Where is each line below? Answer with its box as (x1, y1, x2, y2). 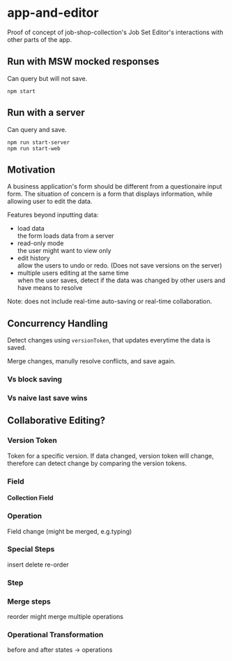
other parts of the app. (7, 35, 72, 43)
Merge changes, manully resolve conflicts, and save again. (7, 357, 176, 365)
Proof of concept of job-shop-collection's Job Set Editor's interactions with (7, 28, 224, 36)
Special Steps (7, 544, 55, 554)
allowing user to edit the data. (7, 197, 93, 205)
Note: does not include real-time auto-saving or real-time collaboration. (7, 297, 212, 305)
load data (17, 224, 45, 233)
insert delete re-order (7, 560, 70, 569)
